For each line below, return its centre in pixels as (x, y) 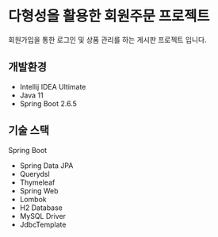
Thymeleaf (37, 182)
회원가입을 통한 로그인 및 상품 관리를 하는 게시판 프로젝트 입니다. (108, 40)
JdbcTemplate (43, 224)
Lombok (33, 199)
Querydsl (34, 174)
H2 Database (41, 208)
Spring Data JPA (46, 165)
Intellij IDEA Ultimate (53, 86)
